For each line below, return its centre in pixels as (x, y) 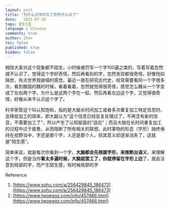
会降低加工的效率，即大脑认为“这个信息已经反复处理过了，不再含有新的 (79, 116)
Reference (16, 175)
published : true (22, 48)
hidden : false (20, 52)
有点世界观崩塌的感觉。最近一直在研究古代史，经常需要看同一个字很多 (92, 80)
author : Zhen (19, 38)
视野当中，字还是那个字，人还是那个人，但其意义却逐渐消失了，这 (83, 135)
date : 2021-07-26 (26, 19)
